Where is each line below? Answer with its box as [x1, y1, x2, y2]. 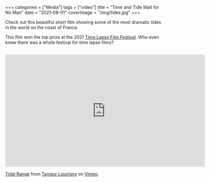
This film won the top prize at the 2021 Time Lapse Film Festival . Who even [5, 34, 159, 40]
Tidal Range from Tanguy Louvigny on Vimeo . [5, 171, 99, 177]
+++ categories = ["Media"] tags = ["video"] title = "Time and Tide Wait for [5, 4, 160, 10]
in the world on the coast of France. [5, 24, 79, 30]
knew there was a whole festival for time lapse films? [5, 39, 114, 45]
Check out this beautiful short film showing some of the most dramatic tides [5, 19, 161, 25]
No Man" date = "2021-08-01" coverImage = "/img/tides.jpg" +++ [5, 9, 141, 15]
